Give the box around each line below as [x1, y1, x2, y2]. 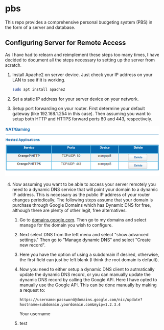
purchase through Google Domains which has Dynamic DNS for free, [12, 202, 151, 208]
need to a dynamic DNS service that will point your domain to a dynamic [12, 186, 158, 192]
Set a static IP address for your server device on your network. [12, 96, 139, 102]
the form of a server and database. [5, 24, 75, 30]
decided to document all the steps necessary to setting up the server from [5, 57, 155, 63]
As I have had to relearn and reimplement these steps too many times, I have [5, 52, 160, 57]
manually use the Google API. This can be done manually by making [19, 282, 157, 288]
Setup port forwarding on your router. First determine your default [12, 105, 145, 111]
